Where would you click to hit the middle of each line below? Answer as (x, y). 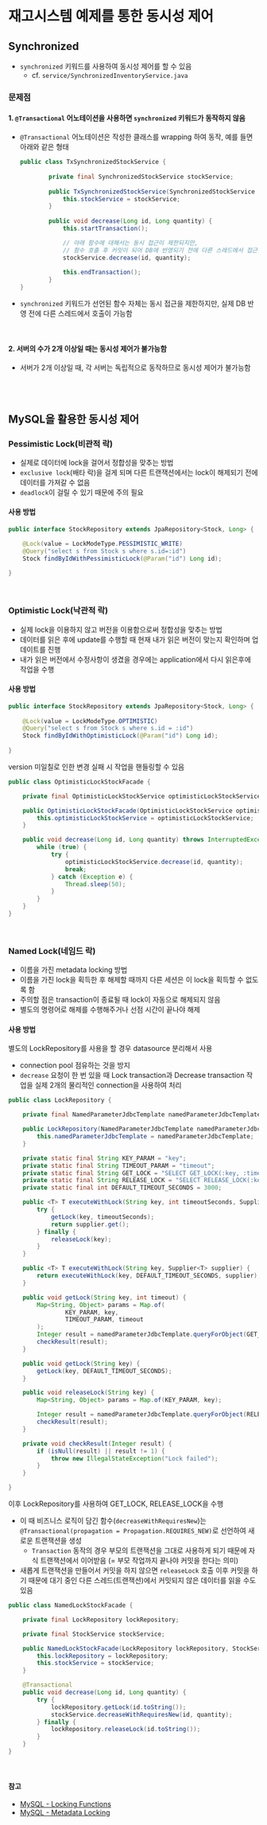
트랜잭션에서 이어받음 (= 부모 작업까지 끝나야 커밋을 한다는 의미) (139, 1561)
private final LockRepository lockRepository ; (101, 1620)
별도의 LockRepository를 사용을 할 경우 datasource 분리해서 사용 (110, 1049)
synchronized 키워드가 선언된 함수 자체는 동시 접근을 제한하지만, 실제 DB (133, 304)
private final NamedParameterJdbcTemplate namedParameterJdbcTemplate (142, 1115)
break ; (76, 869)
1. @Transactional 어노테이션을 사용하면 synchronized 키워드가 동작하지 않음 (127, 118)
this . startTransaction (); (105, 228)
